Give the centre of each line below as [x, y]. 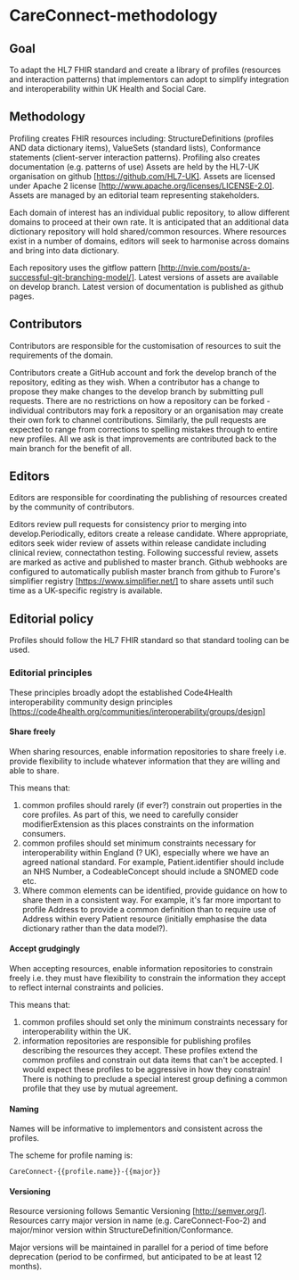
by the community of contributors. [72, 507]
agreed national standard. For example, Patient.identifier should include [153, 862]
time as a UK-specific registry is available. [86, 590]
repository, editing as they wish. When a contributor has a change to [134, 382]
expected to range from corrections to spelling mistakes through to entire [144, 429]
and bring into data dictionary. [65, 250]
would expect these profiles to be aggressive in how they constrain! [146, 1069]
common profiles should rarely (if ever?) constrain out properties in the [152, 805]
